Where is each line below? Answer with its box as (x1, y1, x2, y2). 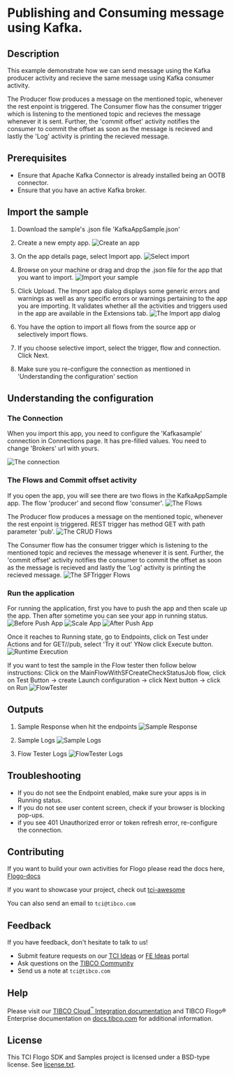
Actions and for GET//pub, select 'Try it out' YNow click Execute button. (7, 640, 214, 648)
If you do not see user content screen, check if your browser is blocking (17, 803, 225, 811)
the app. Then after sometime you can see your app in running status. (7, 611, 208, 620)
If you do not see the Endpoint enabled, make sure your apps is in (17, 788, 207, 797)
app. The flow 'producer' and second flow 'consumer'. (7, 499, 164, 507)
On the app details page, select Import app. (17, 252, 142, 260)
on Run (7, 683, 28, 691)
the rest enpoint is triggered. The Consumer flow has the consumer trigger (7, 102, 222, 110)
